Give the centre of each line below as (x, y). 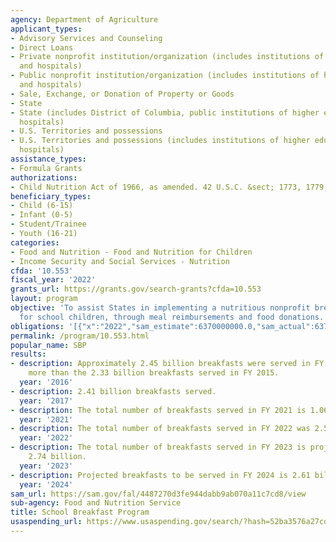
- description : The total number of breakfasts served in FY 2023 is (158, 447)
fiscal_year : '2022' (53, 280)
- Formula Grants (46, 168)
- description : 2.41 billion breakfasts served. (113, 391)
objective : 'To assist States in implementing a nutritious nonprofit (160, 308)
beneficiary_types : (51, 196)
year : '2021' (46, 419)
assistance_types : (48, 159)
